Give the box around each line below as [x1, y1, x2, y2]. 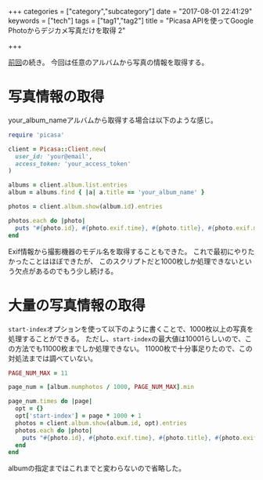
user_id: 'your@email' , [15, 152, 92, 160]
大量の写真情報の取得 [8, 296, 146, 315]
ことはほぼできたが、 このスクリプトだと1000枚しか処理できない [28, 256, 239, 266]
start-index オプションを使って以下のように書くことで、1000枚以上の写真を [8, 324, 254, 333]
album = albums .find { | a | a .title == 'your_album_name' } [8, 188, 205, 197]
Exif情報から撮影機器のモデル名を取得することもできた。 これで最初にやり [8, 246, 248, 256]
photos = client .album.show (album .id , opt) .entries [15, 419, 188, 427]
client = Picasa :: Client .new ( [8, 145, 107, 153]
